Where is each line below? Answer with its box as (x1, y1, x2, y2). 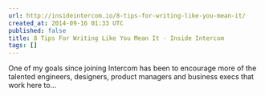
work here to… (8, 81, 57, 90)
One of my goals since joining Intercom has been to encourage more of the (8, 63, 257, 73)
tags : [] (8, 42, 38, 50)
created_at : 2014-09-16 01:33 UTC (8, 19, 124, 27)
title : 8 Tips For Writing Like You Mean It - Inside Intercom (8, 34, 225, 42)
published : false (8, 26, 67, 34)
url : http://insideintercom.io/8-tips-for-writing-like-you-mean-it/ (8, 11, 247, 20)
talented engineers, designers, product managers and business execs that (8, 72, 255, 82)
